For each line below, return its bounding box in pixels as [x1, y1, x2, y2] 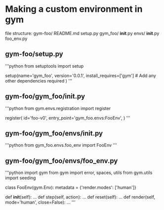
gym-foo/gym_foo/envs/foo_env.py [5, 157, 118, 165]
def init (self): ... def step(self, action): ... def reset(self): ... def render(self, [5, 194, 156, 200]
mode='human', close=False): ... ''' [5, 199, 76, 206]
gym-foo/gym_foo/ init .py [5, 92, 85, 101]
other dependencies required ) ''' [5, 78, 73, 84]
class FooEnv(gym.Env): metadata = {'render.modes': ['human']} [5, 184, 137, 191]
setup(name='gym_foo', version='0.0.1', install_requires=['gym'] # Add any [5, 73, 157, 79]
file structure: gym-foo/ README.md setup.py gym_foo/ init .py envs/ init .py [5, 30, 160, 36]
